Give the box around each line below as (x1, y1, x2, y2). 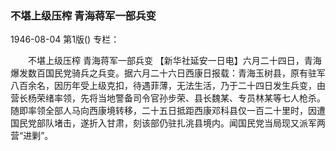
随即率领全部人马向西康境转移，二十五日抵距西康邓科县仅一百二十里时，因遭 (10, 105, 326, 117)
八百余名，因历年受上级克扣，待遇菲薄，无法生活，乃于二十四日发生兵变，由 (10, 80, 326, 92)
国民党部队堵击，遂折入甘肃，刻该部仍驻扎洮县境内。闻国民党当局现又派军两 (10, 117, 326, 129)
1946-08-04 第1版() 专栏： (10, 33, 120, 46)
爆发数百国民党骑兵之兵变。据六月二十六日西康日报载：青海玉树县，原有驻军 (10, 67, 326, 79)
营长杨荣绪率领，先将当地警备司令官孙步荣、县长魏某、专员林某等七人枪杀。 (10, 92, 326, 104)
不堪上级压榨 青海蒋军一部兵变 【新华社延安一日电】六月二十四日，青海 (27, 55, 322, 67)
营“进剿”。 (10, 130, 54, 142)
